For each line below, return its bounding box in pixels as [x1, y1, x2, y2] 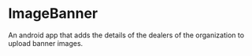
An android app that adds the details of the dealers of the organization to [8, 30, 245, 40]
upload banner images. [8, 38, 83, 47]
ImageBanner [8, 5, 98, 23]
